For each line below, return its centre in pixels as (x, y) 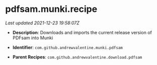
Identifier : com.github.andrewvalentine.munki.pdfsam (68, 47)
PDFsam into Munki (33, 38)
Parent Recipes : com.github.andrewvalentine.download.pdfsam (77, 57)
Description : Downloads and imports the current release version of (82, 32)
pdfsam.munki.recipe (51, 9)
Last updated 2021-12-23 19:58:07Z (42, 23)
